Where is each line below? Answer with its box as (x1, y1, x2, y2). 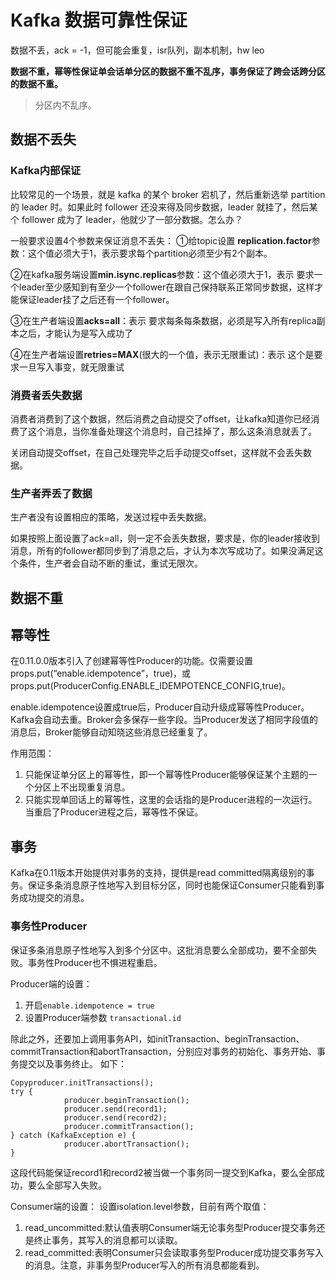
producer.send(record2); (63, 1112, 168, 1123)
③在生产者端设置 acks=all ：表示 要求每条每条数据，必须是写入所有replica (10, 314, 317, 326)
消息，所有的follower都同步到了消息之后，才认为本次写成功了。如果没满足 (10, 545, 315, 557)
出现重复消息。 (68, 781, 131, 793)
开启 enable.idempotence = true (24, 999, 155, 1011)
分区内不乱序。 (34, 99, 97, 111)
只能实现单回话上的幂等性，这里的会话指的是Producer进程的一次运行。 (24, 794, 318, 806)
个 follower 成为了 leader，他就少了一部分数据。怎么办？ (10, 213, 244, 225)
